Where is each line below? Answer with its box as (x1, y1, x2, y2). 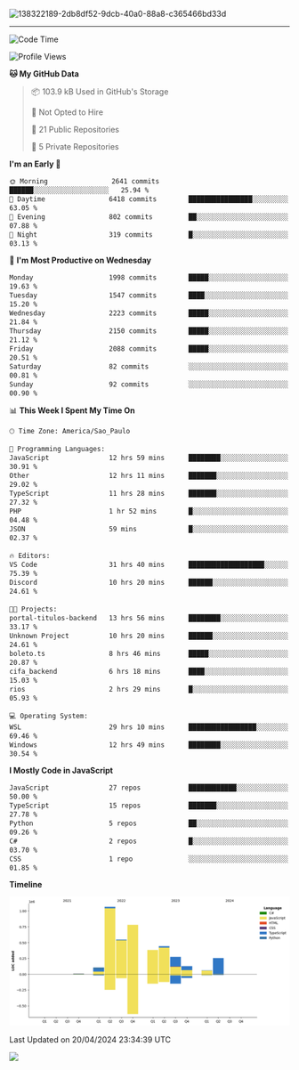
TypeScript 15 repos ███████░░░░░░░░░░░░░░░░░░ (9, 801, 289, 810)
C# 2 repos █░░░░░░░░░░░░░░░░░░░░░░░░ (9, 837, 289, 846)
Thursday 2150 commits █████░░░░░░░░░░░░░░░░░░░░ (9, 327, 289, 336)
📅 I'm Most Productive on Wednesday (9, 255, 151, 265)
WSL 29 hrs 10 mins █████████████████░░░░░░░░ (9, 723, 289, 732)
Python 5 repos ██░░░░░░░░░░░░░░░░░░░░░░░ (9, 819, 289, 828)
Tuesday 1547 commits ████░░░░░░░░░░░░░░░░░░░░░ (9, 291, 289, 300)
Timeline (9, 880, 43, 889)
